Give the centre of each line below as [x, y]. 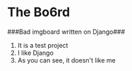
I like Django [36, 53]
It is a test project [43, 45]
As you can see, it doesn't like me [66, 60]
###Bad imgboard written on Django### [66, 32]
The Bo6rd [39, 12]
